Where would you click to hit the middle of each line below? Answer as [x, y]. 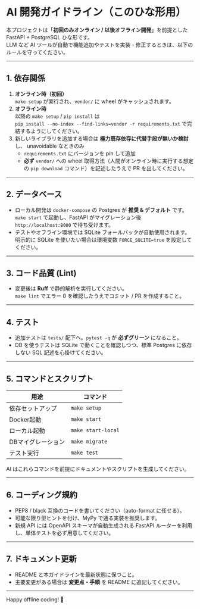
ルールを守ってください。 [37, 52]
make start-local [95, 430]
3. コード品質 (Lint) [41, 273]
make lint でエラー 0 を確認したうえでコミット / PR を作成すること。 [100, 296]
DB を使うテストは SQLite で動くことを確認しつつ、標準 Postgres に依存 [103, 345]
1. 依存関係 [26, 78]
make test [85, 453]
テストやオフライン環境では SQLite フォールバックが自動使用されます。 [102, 232]
